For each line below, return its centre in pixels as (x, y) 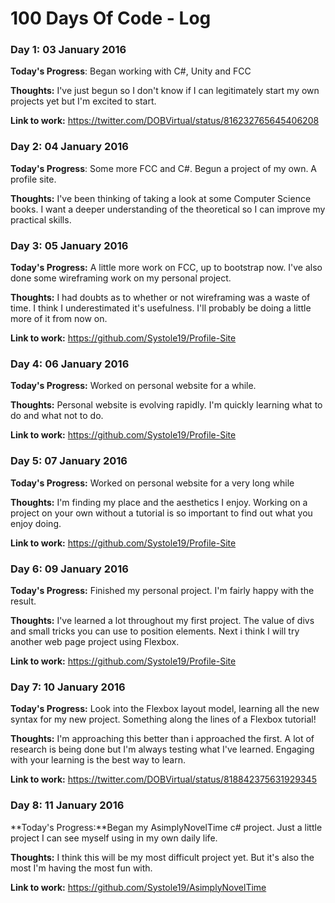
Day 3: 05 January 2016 (69, 245)
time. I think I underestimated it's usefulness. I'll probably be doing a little (161, 308)
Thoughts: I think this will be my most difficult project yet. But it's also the (162, 857)
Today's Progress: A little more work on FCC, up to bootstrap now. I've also (166, 268)
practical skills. (41, 219)
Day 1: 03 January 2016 (68, 50)
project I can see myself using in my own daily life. (114, 838)
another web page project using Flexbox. (95, 641)
